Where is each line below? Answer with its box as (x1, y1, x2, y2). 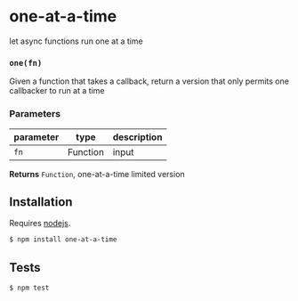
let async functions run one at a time (9, 36, 144, 46)
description (112, 131, 163, 143)
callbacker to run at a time (9, 85, 105, 96)
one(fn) (9, 58, 43, 68)
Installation (9, 194, 73, 209)
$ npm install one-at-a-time (9, 235, 117, 244)
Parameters (9, 108, 60, 120)
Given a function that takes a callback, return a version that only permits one (9, 76, 289, 86)
